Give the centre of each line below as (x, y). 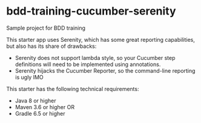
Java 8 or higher (35, 101)
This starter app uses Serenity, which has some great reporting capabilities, (100, 39)
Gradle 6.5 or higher (40, 113)
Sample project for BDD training (46, 28)
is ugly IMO (29, 77)
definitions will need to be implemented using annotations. (88, 64)
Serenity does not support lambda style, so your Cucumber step (95, 58)
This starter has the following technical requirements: (73, 88)
